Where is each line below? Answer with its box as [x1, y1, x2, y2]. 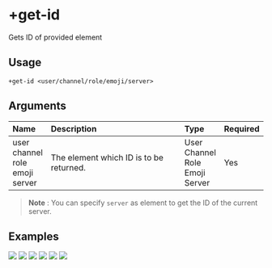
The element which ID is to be [50, 152, 164, 163]
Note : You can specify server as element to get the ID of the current [28, 198, 258, 207]
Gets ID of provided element [8, 32, 103, 42]
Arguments [8, 99, 67, 113]
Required [223, 123, 260, 134]
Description [50, 123, 97, 134]
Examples [8, 229, 59, 243]
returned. [50, 161, 87, 173]
